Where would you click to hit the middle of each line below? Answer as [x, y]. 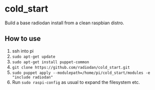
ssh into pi [23, 51]
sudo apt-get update [34, 57]
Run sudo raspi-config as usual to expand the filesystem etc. [76, 82]
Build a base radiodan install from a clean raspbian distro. [64, 23]
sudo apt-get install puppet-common [50, 62]
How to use [23, 39]
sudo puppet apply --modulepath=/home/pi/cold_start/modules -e [81, 73]
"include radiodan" [33, 77]
